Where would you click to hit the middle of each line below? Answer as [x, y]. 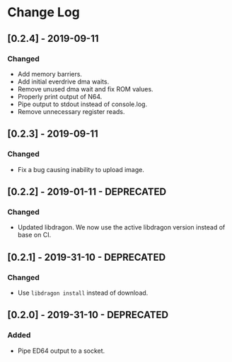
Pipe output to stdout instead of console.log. [82, 104]
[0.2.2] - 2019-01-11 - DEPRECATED [87, 192]
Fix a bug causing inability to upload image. [81, 169]
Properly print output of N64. [60, 96]
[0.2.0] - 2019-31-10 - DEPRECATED [88, 315]
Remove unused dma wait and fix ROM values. [85, 89]
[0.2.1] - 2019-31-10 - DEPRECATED [87, 257]
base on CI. [34, 235]
